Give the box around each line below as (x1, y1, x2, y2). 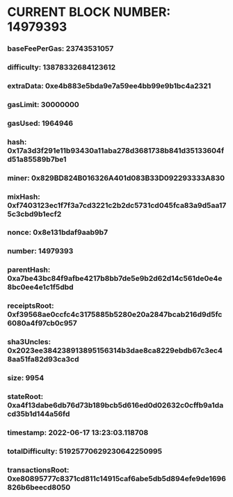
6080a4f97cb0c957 (7, 318, 78, 328)
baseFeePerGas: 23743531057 (7, 44, 114, 54)
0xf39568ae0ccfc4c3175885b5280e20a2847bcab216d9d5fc (7, 310, 223, 320)
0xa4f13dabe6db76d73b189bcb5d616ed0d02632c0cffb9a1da (7, 400, 224, 410)
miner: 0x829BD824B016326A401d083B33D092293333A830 (7, 173, 225, 183)
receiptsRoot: (7, 301, 54, 311)
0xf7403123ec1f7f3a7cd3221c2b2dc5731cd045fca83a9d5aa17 (7, 200, 227, 210)
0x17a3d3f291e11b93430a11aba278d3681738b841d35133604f (7, 145, 225, 155)
